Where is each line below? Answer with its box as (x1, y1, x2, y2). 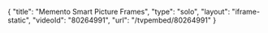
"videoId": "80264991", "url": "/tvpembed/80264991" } (32, 15, 217, 25)
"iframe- (231, 7, 261, 16)
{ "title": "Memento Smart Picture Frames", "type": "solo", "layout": (7, 7, 231, 16)
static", (7, 15, 32, 25)
